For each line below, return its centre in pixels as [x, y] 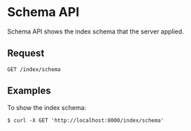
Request [26, 53]
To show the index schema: [47, 107]
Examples [29, 91]
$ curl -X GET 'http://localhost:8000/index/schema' [86, 120]
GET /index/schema [34, 69]
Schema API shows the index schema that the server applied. [95, 31]
